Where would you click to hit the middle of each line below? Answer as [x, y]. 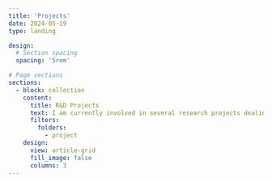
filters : [45, 121]
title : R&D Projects [64, 105]
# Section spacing [47, 53]
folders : [52, 128]
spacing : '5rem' [43, 61]
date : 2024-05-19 [38, 23]
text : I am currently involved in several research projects [135, 113]
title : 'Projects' [39, 16]
